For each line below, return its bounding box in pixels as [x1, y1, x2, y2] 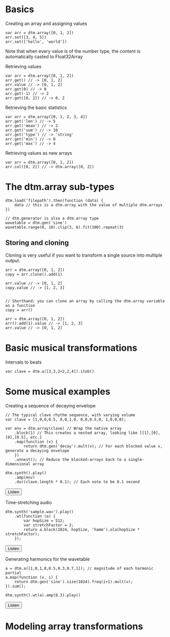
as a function [5, 303, 36, 308]
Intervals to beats [5, 359, 42, 365]
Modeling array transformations [5, 620, 144, 632]
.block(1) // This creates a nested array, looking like [14, 430, 138, 435]
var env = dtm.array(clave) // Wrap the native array [5, 426, 122, 431]
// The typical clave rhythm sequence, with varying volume [5, 412, 136, 418]
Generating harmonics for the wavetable [5, 556, 90, 562]
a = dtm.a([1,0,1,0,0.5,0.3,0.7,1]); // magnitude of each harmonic [5, 566, 154, 571]
